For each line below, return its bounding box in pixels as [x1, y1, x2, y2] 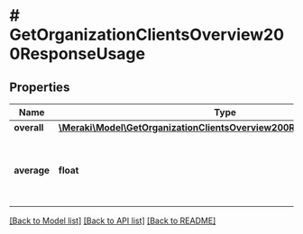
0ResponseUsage [9, 44, 146, 64]
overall [14, 121, 44, 133]
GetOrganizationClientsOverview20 [9, 24, 285, 45]
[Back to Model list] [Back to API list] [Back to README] [9, 215, 216, 226]
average [14, 164, 50, 176]
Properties [9, 79, 70, 94]
